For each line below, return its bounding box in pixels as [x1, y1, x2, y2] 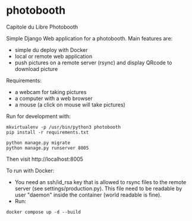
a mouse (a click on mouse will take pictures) [14, 101, 126, 108]
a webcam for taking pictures [14, 88, 87, 95]
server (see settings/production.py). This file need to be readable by [14, 185, 182, 192]
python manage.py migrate [6, 139, 70, 146]
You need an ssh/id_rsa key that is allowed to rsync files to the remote [14, 178, 187, 185]
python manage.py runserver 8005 [6, 145, 89, 151]
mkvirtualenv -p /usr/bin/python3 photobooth [6, 124, 121, 130]
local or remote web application [14, 52, 93, 60]
